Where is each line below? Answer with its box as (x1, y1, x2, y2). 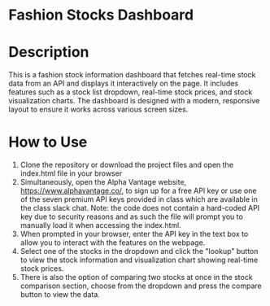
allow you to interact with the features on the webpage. (20, 238, 206, 247)
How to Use (8, 133, 88, 151)
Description (8, 43, 89, 62)
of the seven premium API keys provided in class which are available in (20, 195, 258, 204)
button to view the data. (20, 290, 100, 299)
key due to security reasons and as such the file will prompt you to (20, 212, 244, 221)
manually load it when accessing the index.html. (20, 221, 181, 230)
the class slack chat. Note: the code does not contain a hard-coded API (20, 203, 260, 213)
